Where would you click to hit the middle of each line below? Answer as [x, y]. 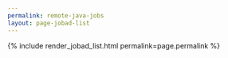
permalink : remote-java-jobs [56, 15]
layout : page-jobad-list [49, 23]
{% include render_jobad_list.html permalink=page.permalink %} [114, 45]
